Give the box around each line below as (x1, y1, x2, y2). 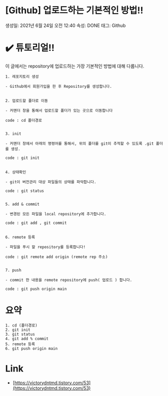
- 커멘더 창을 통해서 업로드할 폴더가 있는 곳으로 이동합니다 (5, 108, 113, 113)
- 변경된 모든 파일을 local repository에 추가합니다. (5, 211, 107, 216)
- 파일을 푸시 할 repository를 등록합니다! (5, 244, 86, 249)
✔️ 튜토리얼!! (5, 42, 55, 54)
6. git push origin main (5, 346, 58, 351)
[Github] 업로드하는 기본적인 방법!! (5, 5, 144, 16)
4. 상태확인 (5, 170, 26, 175)
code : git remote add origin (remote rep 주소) (5, 254, 108, 259)
